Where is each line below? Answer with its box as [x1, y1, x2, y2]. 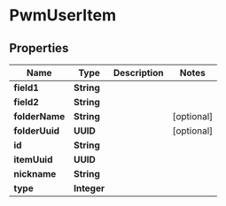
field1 [13, 81, 40, 94]
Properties [9, 41, 69, 56]
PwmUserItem [9, 5, 117, 26]
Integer [74, 182, 105, 195]
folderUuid [13, 125, 60, 137]
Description [113, 67, 164, 79]
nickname [13, 168, 57, 179]
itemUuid [13, 154, 53, 165]
